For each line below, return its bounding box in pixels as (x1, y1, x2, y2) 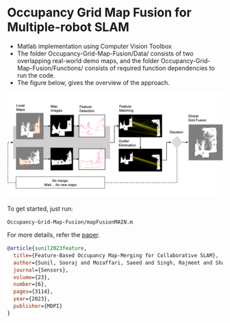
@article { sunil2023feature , (7, 245, 88, 252)
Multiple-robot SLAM (7, 19, 130, 35)
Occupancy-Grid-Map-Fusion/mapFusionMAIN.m (7, 219, 133, 226)
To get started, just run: (7, 204, 73, 213)
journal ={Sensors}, (13, 266, 69, 274)
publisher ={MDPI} (13, 303, 63, 310)
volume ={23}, (13, 274, 51, 280)
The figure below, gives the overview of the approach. (16, 78, 170, 86)
